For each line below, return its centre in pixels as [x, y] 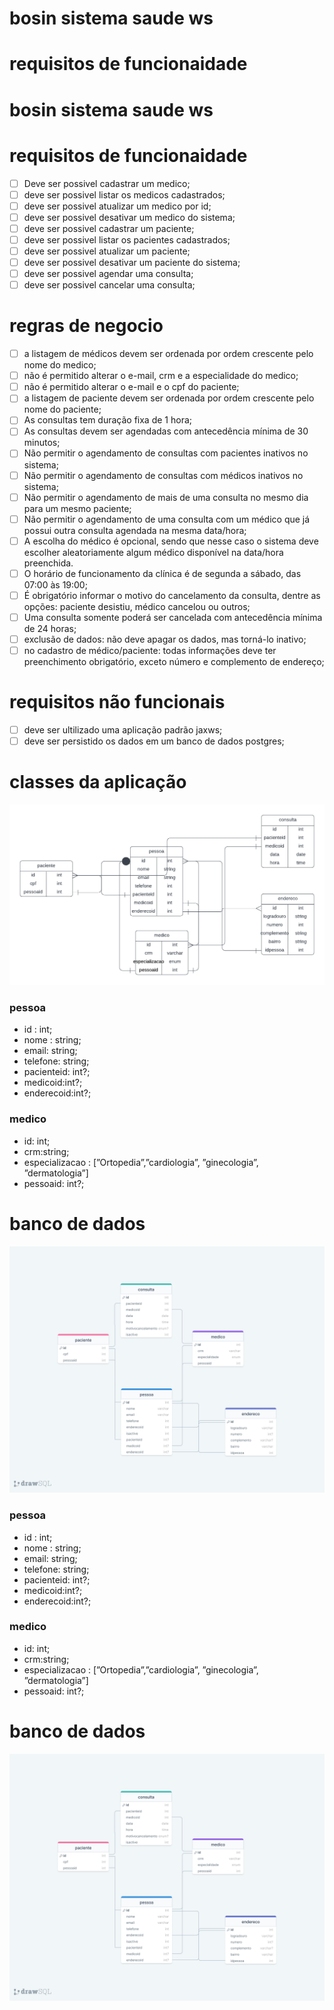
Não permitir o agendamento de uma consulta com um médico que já [167, 519]
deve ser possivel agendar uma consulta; [108, 273]
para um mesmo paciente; [77, 508]
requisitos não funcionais [117, 702]
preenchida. [48, 563]
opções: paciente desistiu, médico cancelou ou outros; [137, 606]
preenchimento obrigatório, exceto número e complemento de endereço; [174, 662]
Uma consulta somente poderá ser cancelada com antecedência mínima [173, 617]
